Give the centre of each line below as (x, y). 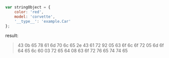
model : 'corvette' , (35, 17)
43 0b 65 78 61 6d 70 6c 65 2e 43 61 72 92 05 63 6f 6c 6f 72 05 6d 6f (91, 45)
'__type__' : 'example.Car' (43, 21)
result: (12, 36)
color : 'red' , (29, 12)
